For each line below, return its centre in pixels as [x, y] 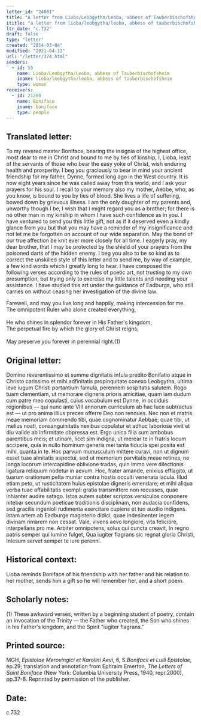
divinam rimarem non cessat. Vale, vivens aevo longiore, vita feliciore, [92, 522]
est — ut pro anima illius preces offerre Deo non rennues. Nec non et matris [99, 413]
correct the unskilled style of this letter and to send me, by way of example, [99, 260]
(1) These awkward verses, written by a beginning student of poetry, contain [100, 614]
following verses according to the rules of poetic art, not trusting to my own [99, 272]
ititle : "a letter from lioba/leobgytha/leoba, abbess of [80, 23]
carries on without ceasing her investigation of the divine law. [82, 291]
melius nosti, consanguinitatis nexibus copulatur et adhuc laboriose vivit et [98, 426]
